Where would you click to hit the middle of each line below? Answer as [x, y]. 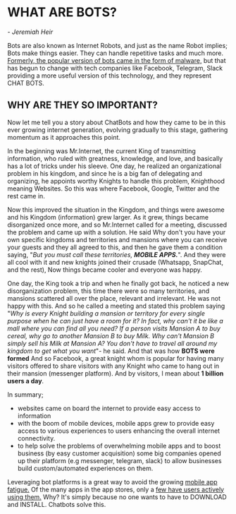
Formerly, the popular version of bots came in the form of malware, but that [117, 60]
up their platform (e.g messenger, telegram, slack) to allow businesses [119, 460]
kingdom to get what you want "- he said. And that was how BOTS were [111, 351]
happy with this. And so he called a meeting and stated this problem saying [116, 306]
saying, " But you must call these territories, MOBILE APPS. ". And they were [117, 254]
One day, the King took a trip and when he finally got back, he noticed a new [118, 283]
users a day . [26, 381]
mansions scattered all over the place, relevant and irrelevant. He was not [114, 298]
